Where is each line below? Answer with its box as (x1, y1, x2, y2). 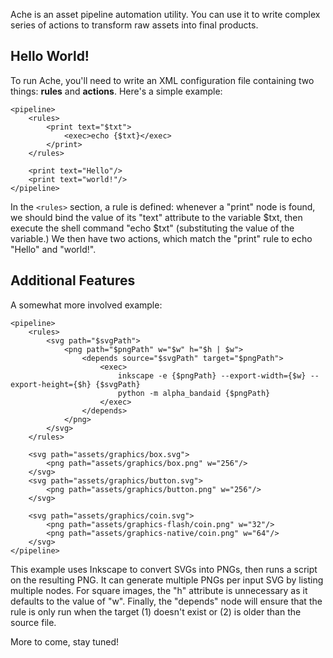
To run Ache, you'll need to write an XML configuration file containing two (10, 74, 315, 86)
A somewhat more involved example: (10, 299, 163, 311)
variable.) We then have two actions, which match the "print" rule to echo (10, 232, 313, 244)
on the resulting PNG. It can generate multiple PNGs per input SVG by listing (10, 574, 324, 586)
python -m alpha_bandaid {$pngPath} (117, 388, 271, 398)
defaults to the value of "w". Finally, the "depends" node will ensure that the (10, 595, 323, 607)
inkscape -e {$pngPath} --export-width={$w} (117, 370, 307, 381)
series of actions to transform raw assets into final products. (10, 19, 259, 31)
